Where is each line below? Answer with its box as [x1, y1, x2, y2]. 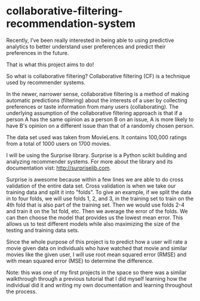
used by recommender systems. [6, 79, 85, 86]
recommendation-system [6, 17, 136, 30]
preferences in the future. [6, 49, 69, 56]
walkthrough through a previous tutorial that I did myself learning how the [6, 275, 187, 282]
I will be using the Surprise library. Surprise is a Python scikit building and [6, 151, 187, 159]
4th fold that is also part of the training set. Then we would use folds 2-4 [6, 201, 185, 208]
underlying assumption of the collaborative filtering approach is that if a [6, 109, 183, 116]
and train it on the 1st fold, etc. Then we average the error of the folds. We [6, 207, 188, 214]
